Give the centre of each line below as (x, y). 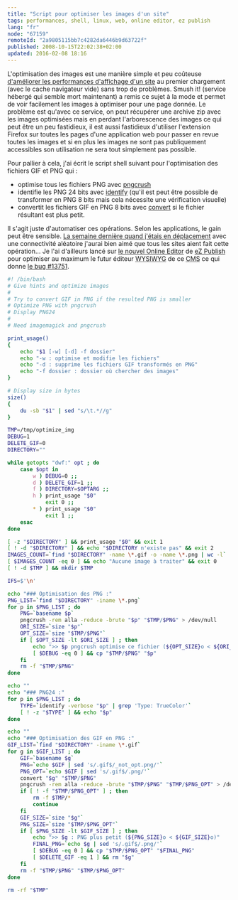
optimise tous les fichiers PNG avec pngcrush (84, 184)
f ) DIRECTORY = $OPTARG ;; (71, 489)
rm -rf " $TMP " (28, 890)
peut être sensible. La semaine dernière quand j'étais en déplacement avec (117, 236)
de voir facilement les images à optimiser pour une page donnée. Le (107, 104)
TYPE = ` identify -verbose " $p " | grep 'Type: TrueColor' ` (106, 706)
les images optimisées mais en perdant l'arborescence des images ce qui (114, 119)
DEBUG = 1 (19, 437)
